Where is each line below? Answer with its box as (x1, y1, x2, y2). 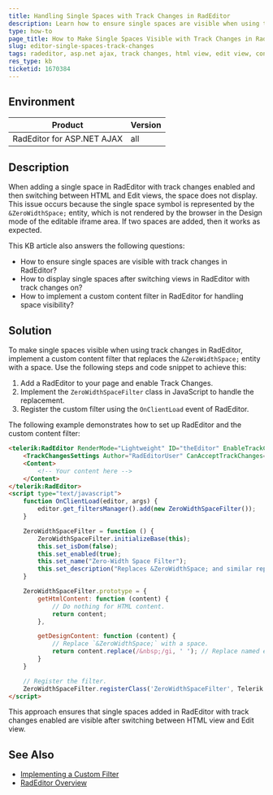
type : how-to (8, 27, 53, 35)
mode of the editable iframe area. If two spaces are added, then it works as (8, 216, 261, 226)
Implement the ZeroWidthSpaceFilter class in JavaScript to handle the (19, 387, 254, 397)
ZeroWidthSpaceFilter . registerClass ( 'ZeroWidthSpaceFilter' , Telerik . (23, 684, 267, 692)
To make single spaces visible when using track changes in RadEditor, (8, 345, 243, 355)
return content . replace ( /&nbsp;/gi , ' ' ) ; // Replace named (51, 648, 260, 656)
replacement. (19, 395, 65, 405)
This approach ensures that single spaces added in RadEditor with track (8, 707, 249, 717)
